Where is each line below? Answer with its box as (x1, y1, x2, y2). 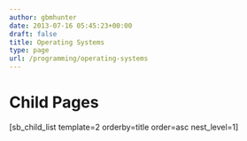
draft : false (9, 29, 58, 38)
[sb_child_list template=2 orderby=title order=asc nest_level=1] (9, 121, 239, 132)
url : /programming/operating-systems (9, 54, 149, 63)
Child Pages (9, 92, 99, 113)
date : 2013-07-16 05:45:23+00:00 (9, 21, 133, 30)
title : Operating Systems (9, 37, 104, 47)
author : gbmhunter (9, 12, 77, 22)
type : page (9, 46, 50, 55)
